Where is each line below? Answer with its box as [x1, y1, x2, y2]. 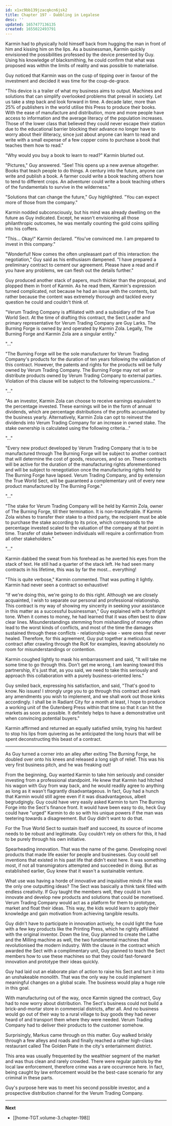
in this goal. [5, 985, 30, 991]
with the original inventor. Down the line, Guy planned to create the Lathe [5, 932, 159, 938]
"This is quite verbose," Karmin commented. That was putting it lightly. [5, 577, 154, 583]
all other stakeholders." [5, 536, 54, 542]
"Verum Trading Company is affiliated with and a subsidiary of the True [5, 309, 155, 315]
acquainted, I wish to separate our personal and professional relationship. [5, 597, 160, 603]
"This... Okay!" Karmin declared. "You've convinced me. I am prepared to [5, 235, 160, 242]
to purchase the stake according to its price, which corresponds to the [5, 519, 154, 526]
